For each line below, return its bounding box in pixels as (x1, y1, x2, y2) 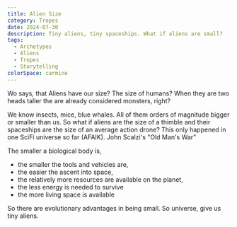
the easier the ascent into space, (17, 168, 113, 176)
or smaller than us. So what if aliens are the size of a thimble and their (7, 117, 211, 126)
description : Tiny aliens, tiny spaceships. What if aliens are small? (7, 30, 223, 37)
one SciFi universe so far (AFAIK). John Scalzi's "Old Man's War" (7, 132, 197, 141)
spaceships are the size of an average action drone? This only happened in (7, 125, 226, 134)
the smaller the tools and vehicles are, (17, 160, 129, 168)
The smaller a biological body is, (7, 146, 102, 155)
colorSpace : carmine (7, 69, 69, 76)
